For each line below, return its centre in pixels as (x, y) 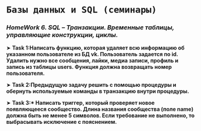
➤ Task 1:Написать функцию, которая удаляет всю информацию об (95, 48)
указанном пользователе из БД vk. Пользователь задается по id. (92, 54)
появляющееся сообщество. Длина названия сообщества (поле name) (100, 109)
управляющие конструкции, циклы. (62, 35)
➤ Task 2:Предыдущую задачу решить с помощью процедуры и (91, 85)
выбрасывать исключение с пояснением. (61, 122)
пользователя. (25, 74)
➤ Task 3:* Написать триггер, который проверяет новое (80, 103)
